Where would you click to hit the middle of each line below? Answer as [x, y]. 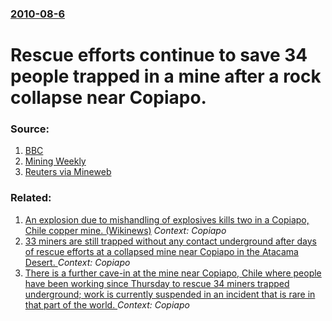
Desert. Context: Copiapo [77, 262]
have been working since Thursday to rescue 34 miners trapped [157, 283]
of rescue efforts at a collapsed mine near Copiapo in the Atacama [161, 251]
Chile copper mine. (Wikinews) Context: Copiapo [125, 230]
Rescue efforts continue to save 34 [159, 55]
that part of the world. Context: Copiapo [107, 304]
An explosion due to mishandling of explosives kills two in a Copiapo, [167, 219]
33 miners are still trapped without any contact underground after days [170, 241]
